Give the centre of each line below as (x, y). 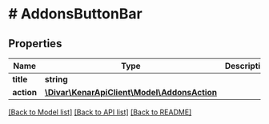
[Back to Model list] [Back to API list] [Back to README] (100, 112)
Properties (35, 44)
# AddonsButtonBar (75, 14)
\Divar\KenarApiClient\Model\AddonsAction (131, 92)
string (56, 79)
